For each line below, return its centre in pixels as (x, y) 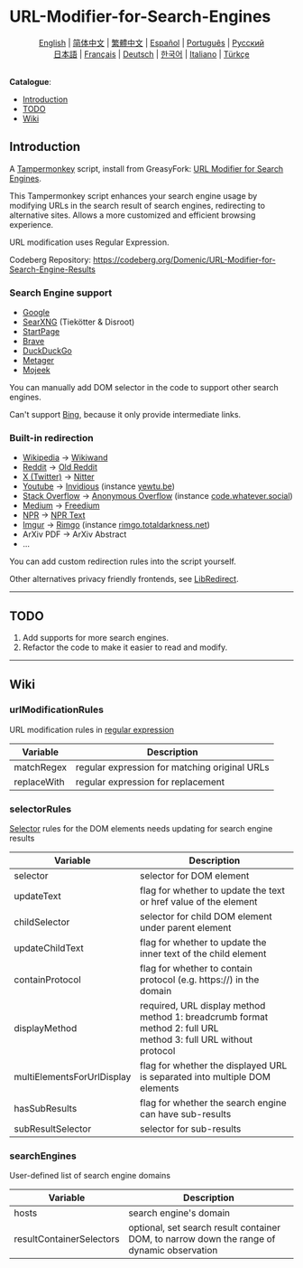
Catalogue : (31, 81)
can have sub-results (185, 1114)
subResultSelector (53, 1129)
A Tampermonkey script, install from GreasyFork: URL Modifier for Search (147, 168)
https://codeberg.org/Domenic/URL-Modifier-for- (185, 259)
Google (36, 313)
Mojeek (37, 370)
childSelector (42, 922)
